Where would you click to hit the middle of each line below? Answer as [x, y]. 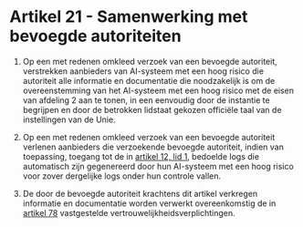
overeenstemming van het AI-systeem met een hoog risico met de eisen [158, 90]
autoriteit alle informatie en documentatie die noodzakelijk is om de [149, 80]
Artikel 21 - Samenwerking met [129, 17]
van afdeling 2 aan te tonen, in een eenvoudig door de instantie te [146, 100]
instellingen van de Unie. [69, 119]
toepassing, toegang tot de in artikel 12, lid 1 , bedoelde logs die [141, 156]
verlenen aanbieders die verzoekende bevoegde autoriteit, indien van [153, 147]
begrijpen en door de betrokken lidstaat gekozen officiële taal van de [152, 109]
